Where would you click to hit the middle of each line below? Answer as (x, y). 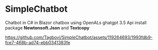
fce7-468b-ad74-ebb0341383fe (38, 42)
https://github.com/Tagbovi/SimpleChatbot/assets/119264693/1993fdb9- (79, 37)
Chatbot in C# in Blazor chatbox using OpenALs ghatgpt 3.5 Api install (76, 23)
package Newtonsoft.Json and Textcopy (47, 27)
